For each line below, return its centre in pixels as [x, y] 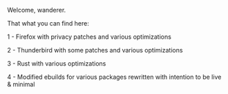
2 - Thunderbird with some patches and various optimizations [95, 50]
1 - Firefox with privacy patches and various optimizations [89, 37]
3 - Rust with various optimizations [57, 64]
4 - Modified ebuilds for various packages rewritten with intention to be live [114, 77]
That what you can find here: [48, 23]
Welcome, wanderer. [37, 10]
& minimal [21, 84]
